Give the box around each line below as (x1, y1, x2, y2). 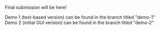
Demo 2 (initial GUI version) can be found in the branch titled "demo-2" (5, 20, 154, 25)
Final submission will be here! (5, 5, 67, 10)
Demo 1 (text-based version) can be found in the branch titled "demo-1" (5, 14, 155, 20)
